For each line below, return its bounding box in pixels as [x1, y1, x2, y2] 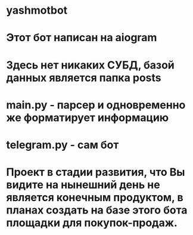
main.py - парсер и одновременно [6, 98, 186, 112]
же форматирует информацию [6, 111, 169, 124]
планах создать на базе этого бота [6, 203, 188, 217]
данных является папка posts [6, 71, 162, 84]
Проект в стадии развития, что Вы [6, 165, 185, 179]
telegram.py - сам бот [6, 138, 119, 151]
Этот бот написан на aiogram [6, 31, 157, 45]
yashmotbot [6, 4, 68, 17]
